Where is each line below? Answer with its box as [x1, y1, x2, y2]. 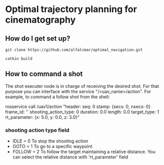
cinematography [5, 14, 76, 26]
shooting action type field [5, 126, 69, 133]
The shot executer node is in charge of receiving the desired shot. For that [5, 83, 159, 89]
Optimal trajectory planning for [5, 4, 137, 15]
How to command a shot [5, 70, 83, 78]
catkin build [5, 56, 33, 61]
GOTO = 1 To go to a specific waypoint [12, 143, 93, 149]
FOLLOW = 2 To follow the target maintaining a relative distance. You [12, 149, 156, 155]
